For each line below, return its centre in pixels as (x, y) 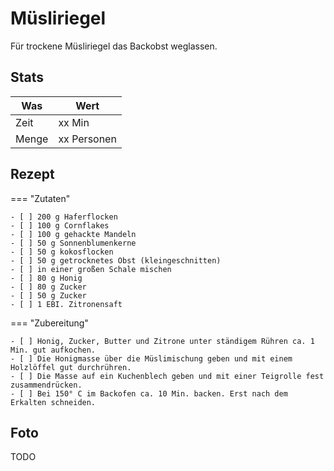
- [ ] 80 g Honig (46, 278)
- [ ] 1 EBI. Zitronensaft (66, 304)
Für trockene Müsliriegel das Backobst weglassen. (114, 46)
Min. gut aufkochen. (53, 350)
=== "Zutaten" (40, 198)
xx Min (74, 122)
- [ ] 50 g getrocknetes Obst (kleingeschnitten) (116, 260)
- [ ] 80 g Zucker (48, 287)
